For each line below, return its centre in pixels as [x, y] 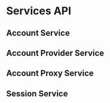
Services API [39, 11]
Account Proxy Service [50, 74]
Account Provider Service [55, 53]
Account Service [38, 33]
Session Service [37, 93]
